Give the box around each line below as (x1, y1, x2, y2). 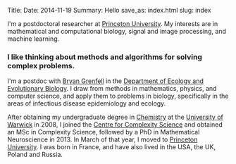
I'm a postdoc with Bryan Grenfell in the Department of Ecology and (7, 77, 204, 85)
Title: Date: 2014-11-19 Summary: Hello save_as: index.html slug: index (7, 6, 211, 14)
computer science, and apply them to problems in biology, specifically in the (7, 92, 229, 101)
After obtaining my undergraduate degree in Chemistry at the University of (7, 113, 223, 122)
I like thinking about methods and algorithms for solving (7, 52, 203, 62)
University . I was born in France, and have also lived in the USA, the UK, (7, 143, 216, 151)
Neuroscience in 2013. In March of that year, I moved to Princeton (7, 135, 198, 144)
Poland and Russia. (7, 151, 63, 159)
